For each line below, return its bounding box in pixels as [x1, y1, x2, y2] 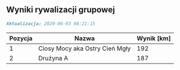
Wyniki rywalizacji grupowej [6, 5, 116, 15]
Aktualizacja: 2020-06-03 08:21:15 [6, 20, 96, 26]
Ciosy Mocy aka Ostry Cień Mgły [38, 44, 131, 53]
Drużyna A [38, 54, 68, 62]
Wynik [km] [136, 34, 172, 42]
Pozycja [9, 34, 33, 42]
